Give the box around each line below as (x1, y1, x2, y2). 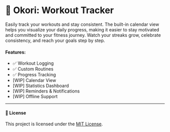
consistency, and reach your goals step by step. (5, 37, 105, 43)
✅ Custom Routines (12, 66, 54, 72)
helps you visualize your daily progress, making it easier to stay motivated (5, 26, 159, 32)
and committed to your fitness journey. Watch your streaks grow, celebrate (5, 32, 161, 38)
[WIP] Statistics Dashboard (12, 83, 69, 89)
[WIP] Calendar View (12, 77, 57, 83)
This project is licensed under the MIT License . (5, 121, 103, 127)
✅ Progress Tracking (12, 72, 56, 78)
